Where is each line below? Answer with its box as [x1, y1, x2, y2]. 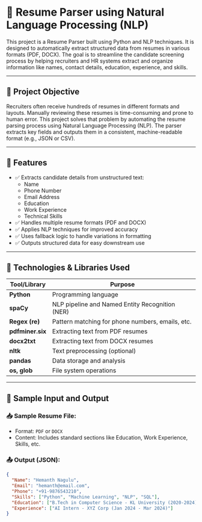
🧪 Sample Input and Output [6, 393, 109, 404]
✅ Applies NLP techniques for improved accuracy [14, 226, 138, 233]
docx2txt [9, 337, 36, 345]
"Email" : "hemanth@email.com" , [11, 483, 90, 489]
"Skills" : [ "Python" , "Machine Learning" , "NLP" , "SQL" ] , [11, 494, 161, 500]
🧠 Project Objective [6, 87, 80, 97]
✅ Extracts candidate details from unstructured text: [14, 174, 144, 181]
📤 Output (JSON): [6, 455, 60, 464]
